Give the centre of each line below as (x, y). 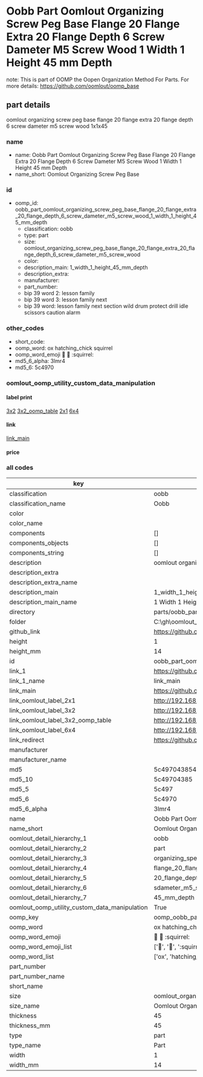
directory (22, 612)
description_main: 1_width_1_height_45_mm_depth (86, 267)
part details (28, 105)
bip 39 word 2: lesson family (59, 293)
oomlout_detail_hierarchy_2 (48, 848)
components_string (37, 553)
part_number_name (37, 976)
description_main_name (43, 602)
